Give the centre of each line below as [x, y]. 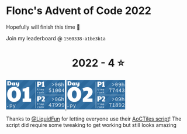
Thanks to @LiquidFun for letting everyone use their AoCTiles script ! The [94, 119]
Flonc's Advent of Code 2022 [79, 11]
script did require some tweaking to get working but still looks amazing [91, 125]
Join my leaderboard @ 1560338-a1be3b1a [56, 38]
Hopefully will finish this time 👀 [43, 27]
